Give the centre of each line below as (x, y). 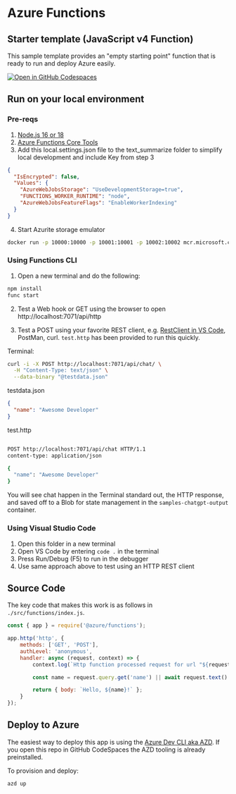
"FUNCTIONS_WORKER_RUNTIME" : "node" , (75, 196)
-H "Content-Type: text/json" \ (61, 371)
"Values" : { (31, 183)
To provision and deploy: (43, 771)
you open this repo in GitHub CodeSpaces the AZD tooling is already (106, 750)
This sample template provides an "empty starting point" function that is (112, 56)
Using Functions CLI (42, 260)
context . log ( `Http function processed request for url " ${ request (132, 664)
